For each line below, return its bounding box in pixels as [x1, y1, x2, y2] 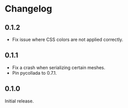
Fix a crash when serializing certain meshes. [12, 64, 106, 71]
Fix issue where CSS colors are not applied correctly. [12, 36, 123, 42]
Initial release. [5, 98, 34, 104]
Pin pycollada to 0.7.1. [12, 70, 57, 76]
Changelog [5, 3, 52, 15]
